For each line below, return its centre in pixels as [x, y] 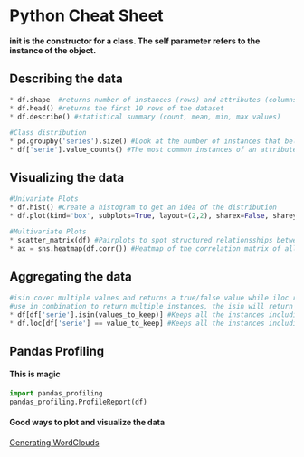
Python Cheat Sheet [87, 16]
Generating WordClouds [54, 442]
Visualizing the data [67, 178]
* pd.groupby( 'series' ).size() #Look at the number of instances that [145, 141]
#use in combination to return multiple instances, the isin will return [152, 306]
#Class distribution [48, 133]
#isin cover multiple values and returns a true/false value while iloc [149, 298]
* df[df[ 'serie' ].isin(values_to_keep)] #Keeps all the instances [137, 314]
